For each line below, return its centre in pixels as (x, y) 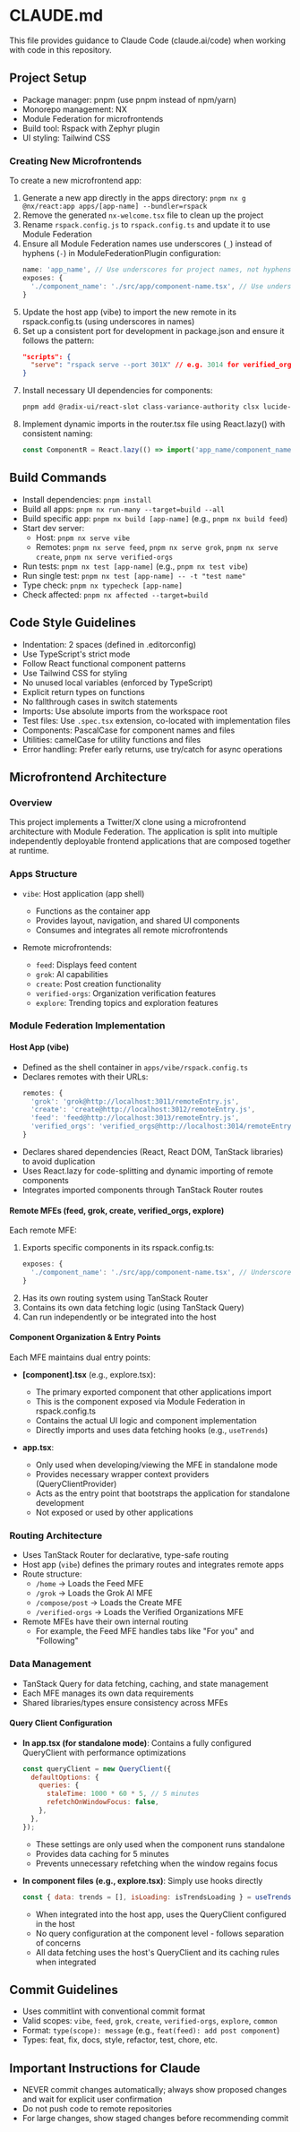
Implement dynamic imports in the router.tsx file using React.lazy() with (154, 424)
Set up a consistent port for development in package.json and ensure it (153, 331)
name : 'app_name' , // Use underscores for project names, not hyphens (157, 270)
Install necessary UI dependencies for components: (117, 391)
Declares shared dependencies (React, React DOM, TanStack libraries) (153, 1151)
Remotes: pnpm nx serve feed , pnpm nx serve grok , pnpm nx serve (157, 546)
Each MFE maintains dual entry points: (80, 1357)
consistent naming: (57, 434)
